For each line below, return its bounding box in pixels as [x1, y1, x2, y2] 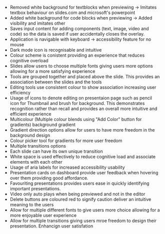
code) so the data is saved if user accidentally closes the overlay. [9, 31, 145, 37]
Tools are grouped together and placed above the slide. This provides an [9, 74, 160, 79]
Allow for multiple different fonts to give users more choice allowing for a [9, 207, 160, 213]
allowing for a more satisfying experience [9, 68, 95, 74]
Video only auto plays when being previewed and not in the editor [9, 191, 145, 197]
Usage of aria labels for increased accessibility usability [9, 164, 125, 170]
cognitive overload [9, 58, 48, 63]
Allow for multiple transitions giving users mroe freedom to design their [9, 218, 156, 223]
